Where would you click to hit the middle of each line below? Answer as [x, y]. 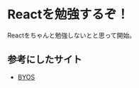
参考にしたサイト [45, 59]
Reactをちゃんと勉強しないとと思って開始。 [72, 35]
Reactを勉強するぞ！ [68, 14]
